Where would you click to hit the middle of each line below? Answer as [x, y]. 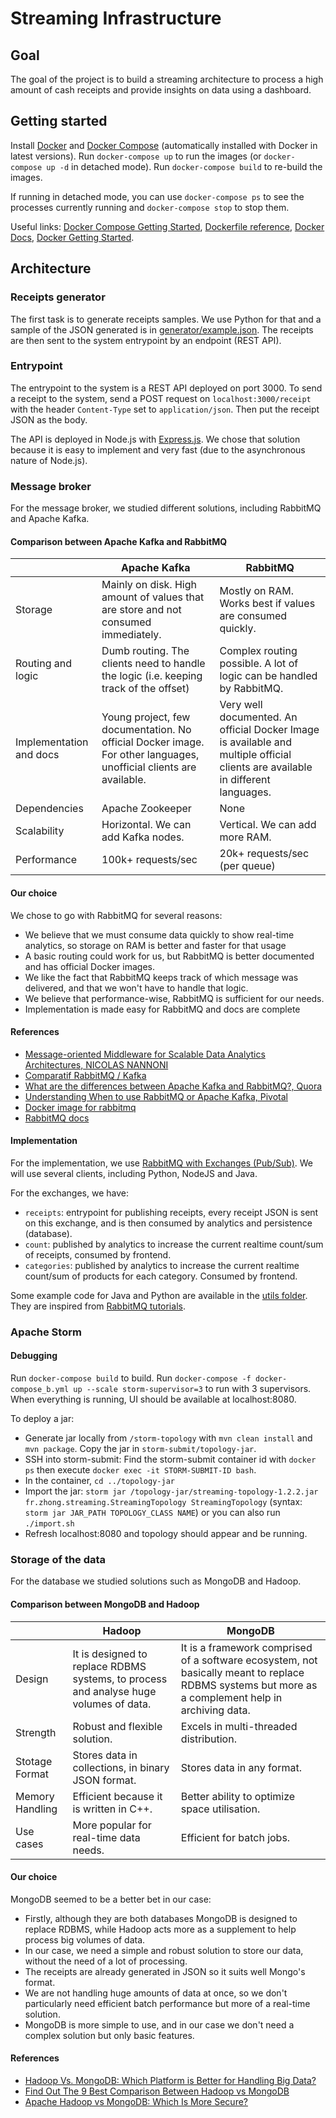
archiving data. [215, 1710]
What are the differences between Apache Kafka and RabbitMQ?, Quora [173, 1086]
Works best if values [267, 604]
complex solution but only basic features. [109, 2035]
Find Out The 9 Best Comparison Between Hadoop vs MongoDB [157, 2091]
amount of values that [153, 597]
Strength [36, 1732]
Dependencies [49, 809]
